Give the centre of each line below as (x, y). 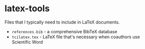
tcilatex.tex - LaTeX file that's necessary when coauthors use (76, 37)
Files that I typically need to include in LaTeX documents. (62, 22)
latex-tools (27, 9)
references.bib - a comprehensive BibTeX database (64, 31)
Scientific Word (27, 42)
